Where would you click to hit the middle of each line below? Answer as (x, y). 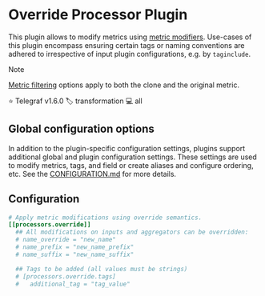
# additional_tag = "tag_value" (73, 284)
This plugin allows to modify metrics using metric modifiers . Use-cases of (130, 37)
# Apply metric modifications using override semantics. (105, 218)
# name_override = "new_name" (66, 240)
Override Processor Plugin (98, 15)
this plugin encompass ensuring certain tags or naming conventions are (126, 45)
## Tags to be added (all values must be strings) (102, 269)
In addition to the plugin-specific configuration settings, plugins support (127, 148)
